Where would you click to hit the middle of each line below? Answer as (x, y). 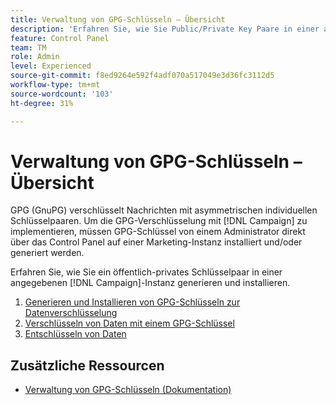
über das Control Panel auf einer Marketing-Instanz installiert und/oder (156, 242)
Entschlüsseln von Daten (75, 334)
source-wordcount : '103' (62, 94)
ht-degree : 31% (42, 103)
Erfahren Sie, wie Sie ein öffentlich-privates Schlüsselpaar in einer (146, 272)
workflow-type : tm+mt (55, 85)
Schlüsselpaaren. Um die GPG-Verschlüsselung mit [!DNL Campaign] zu (159, 221)
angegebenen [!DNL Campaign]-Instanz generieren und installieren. (150, 283)
